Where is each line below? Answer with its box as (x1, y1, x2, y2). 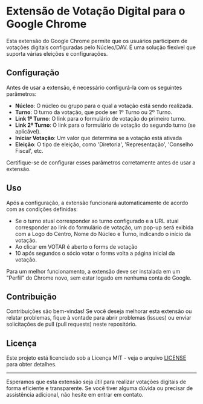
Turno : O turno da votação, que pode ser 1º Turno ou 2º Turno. (14, 108, 173, 116)
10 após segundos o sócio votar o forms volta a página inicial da (14, 249, 175, 257)
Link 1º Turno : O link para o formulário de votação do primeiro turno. (14, 115, 186, 122)
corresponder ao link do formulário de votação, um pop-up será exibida (14, 223, 194, 231)
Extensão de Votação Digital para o (6, 4, 185, 18)
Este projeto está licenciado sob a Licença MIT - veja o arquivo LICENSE (6, 354, 187, 362)
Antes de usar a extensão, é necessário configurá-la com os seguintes (6, 84, 182, 91)
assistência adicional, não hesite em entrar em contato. (6, 391, 144, 399)
